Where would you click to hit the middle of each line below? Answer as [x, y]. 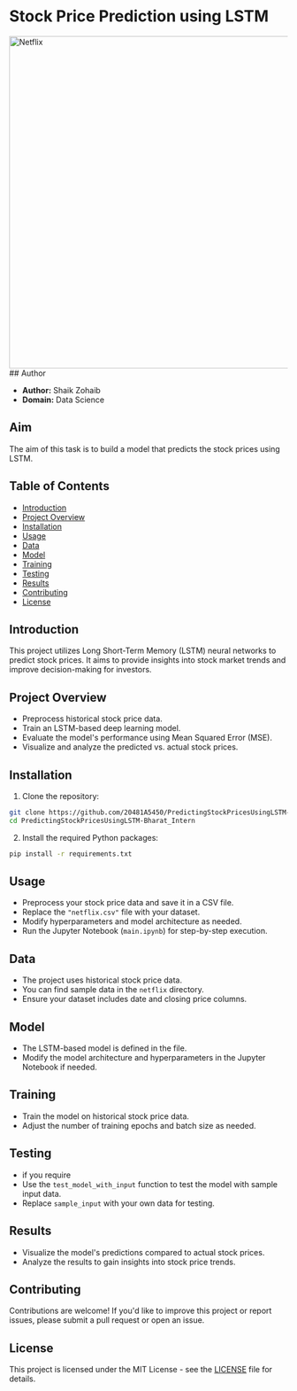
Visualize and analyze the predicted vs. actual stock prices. [130, 747]
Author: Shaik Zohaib [61, 390]
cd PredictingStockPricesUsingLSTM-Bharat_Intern [103, 820]
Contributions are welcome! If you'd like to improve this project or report [141, 1311]
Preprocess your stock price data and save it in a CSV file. [128, 903]
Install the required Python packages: [90, 837]
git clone [27, 812]
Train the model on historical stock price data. [106, 1116]
